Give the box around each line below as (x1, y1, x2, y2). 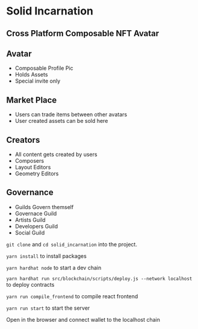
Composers (14, 157, 44, 164)
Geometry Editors (14, 170, 59, 177)
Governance (6, 187, 54, 198)
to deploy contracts (6, 281, 55, 288)
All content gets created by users (14, 151, 97, 158)
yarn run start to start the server (6, 304, 90, 312)
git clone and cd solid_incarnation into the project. (6, 240, 137, 248)
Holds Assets (14, 71, 48, 78)
